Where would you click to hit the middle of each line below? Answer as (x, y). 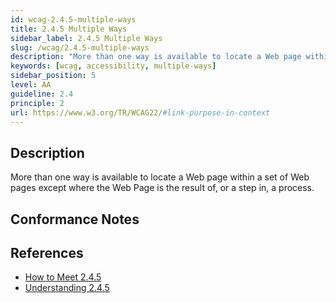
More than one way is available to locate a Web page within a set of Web (160, 177)
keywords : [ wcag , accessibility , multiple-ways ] (113, 66)
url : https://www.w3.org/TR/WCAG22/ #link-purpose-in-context (140, 112)
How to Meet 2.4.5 (63, 277)
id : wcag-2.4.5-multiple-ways (73, 19)
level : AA (31, 85)
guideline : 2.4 (42, 94)
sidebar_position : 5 (53, 76)
